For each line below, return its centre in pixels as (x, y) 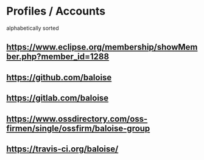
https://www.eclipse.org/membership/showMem (102, 47)
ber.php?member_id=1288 (58, 57)
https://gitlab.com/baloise (58, 98)
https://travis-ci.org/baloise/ (62, 149)
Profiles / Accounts (56, 11)
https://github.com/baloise (59, 77)
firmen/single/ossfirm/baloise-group (78, 128)
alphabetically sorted (33, 28)
